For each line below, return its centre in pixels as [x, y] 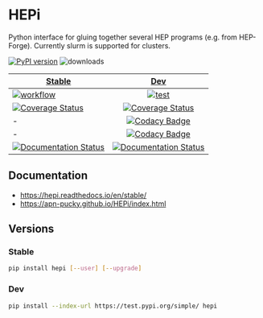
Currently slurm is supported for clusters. [102, 45]
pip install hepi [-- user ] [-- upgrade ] [75, 268]
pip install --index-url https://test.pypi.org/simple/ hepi [113, 306]
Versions [31, 229]
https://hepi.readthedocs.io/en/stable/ [83, 195]
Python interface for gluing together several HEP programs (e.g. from [123, 37]
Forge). [20, 45]
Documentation [48, 176]
